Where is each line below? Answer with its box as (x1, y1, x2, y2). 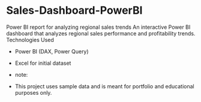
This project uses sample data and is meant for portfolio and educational (14, 82, 194, 90)
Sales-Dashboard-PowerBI (6, 4, 143, 17)
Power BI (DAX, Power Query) (14, 47, 89, 55)
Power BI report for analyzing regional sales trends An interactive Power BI (6, 23, 191, 31)
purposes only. (14, 89, 52, 96)
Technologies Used (6, 36, 54, 43)
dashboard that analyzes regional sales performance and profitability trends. (6, 29, 196, 37)
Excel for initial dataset (14, 59, 71, 67)
